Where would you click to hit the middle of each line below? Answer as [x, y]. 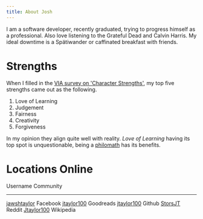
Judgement [29, 107]
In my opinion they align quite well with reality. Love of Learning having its [98, 138]
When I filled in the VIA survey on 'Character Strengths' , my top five [90, 83]
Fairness [26, 114]
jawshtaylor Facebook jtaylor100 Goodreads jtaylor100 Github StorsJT [93, 203]
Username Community [34, 186]
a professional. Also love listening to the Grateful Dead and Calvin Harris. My [101, 35]
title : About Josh [29, 12]
